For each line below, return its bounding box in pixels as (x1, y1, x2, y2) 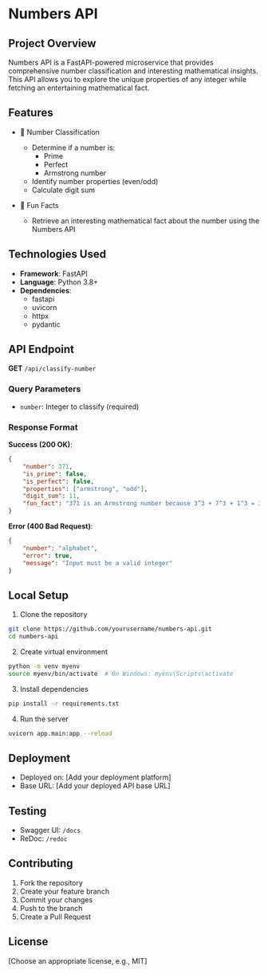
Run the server (19, 714, 69, 724)
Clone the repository (19, 610, 88, 619)
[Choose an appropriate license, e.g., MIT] (8, 956, 148, 965)
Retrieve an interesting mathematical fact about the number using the (31, 216, 260, 226)
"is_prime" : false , (22, 469, 88, 478)
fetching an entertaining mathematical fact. (8, 83, 150, 92)
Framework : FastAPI (19, 269, 88, 278)
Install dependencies (19, 684, 89, 693)
